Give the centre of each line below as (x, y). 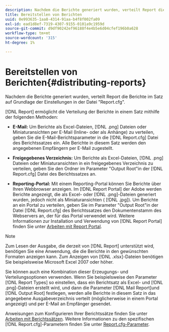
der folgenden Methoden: (32, 117)
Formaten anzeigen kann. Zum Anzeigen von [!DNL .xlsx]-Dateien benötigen (84, 257)
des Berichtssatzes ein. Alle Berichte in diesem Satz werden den (79, 143)
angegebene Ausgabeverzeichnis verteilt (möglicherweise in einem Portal (82, 298)
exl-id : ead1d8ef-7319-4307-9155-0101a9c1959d (55, 24)
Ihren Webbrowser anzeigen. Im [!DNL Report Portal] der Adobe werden (87, 189)
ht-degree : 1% (20, 43)
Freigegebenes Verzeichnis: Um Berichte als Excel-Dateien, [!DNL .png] (88, 158)
